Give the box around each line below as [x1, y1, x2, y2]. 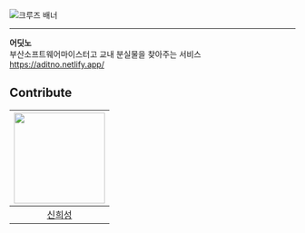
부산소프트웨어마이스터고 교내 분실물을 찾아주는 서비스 [9, 49, 202, 59]
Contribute [9, 85, 73, 101]
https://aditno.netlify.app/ [9, 59, 104, 70]
